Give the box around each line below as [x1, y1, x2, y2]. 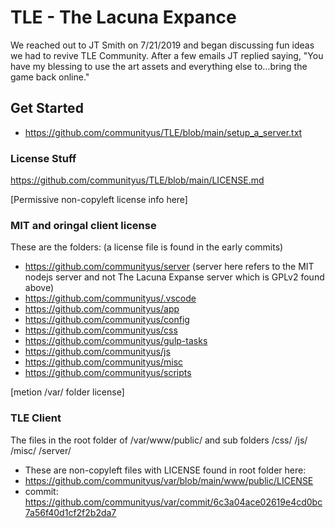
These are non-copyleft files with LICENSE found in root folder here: [24, 464, 307, 476]
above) [24, 282, 55, 294]
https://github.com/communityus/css [24, 324, 178, 336]
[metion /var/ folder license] [10, 386, 125, 398]
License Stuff [10, 151, 77, 165]
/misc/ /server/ [10, 444, 72, 456]
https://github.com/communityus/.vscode [24, 292, 197, 305]
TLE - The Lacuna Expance [10, 6, 237, 29]
